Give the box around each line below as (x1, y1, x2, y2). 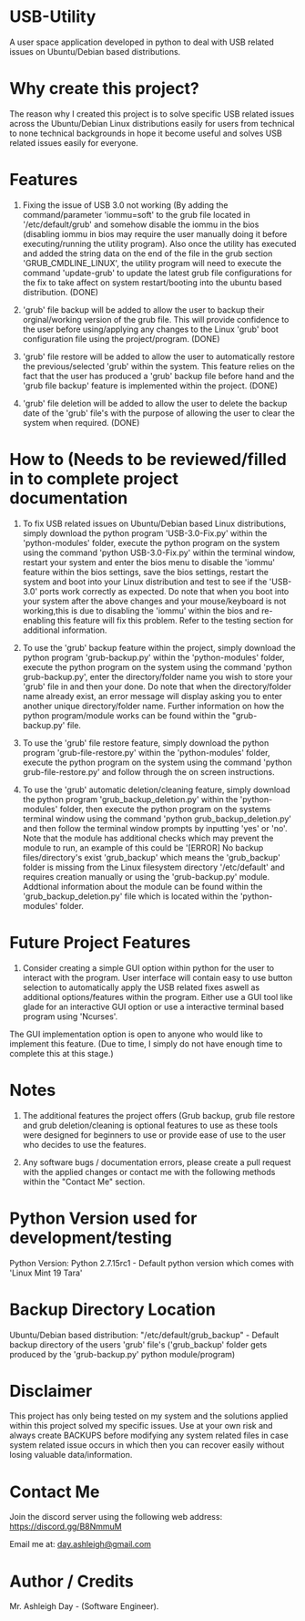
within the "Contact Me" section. (22, 1176, 146, 1187)
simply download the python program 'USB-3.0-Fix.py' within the (22, 527, 268, 539)
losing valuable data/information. (9, 1450, 133, 1461)
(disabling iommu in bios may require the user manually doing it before (22, 228, 288, 239)
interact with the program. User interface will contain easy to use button (22, 972, 293, 983)
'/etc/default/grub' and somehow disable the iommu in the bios (22, 219, 259, 230)
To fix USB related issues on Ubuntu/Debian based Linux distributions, (22, 518, 287, 529)
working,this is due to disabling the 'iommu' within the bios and (22, 604, 259, 616)
